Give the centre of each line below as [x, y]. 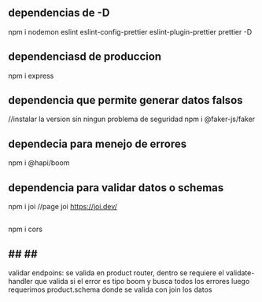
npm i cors [26, 229]
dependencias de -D [59, 13]
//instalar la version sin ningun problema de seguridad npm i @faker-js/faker [132, 119]
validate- [240, 273]
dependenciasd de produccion [85, 57]
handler [20, 282]
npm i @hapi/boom [39, 163]
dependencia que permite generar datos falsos [125, 100]
